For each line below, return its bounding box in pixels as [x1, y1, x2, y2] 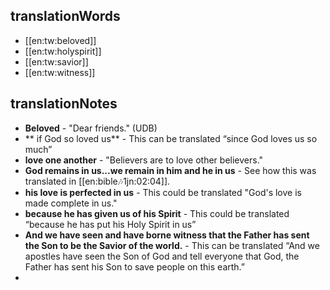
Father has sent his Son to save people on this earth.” [24, 260, 245, 273]
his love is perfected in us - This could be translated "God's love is [24, 186, 302, 198]
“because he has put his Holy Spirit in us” [24, 218, 197, 230]
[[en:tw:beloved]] [24, 34, 97, 46]
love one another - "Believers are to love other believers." [24, 154, 264, 166]
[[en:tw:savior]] [24, 55, 89, 68]
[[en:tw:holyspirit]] [24, 45, 102, 57]
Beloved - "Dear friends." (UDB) [24, 122, 158, 134]
